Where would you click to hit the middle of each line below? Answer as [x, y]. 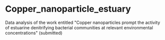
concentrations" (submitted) [34, 33]
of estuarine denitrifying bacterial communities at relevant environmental [79, 27]
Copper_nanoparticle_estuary [68, 9]
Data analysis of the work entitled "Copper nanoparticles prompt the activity [83, 22]
